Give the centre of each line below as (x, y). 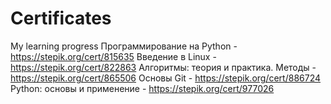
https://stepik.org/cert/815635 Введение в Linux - (113, 56)
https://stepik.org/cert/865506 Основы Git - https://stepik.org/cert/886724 (166, 78)
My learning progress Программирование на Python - (124, 46)
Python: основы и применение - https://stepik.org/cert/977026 (142, 88)
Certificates (61, 18)
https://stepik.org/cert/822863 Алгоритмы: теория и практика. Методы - (163, 67)
